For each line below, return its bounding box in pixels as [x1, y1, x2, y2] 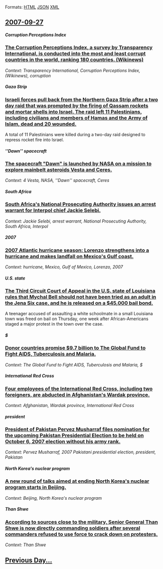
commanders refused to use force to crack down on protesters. [5, 530, 158, 537]
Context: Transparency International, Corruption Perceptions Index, [5, 67, 141, 73]
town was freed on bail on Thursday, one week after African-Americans [5, 316, 148, 322]
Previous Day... [5, 556, 53, 564]
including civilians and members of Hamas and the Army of [5, 114, 148, 121]
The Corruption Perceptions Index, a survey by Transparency [5, 44, 153, 51]
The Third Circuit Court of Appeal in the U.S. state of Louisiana [5, 287, 156, 294]
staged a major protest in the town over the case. [5, 321, 104, 327]
